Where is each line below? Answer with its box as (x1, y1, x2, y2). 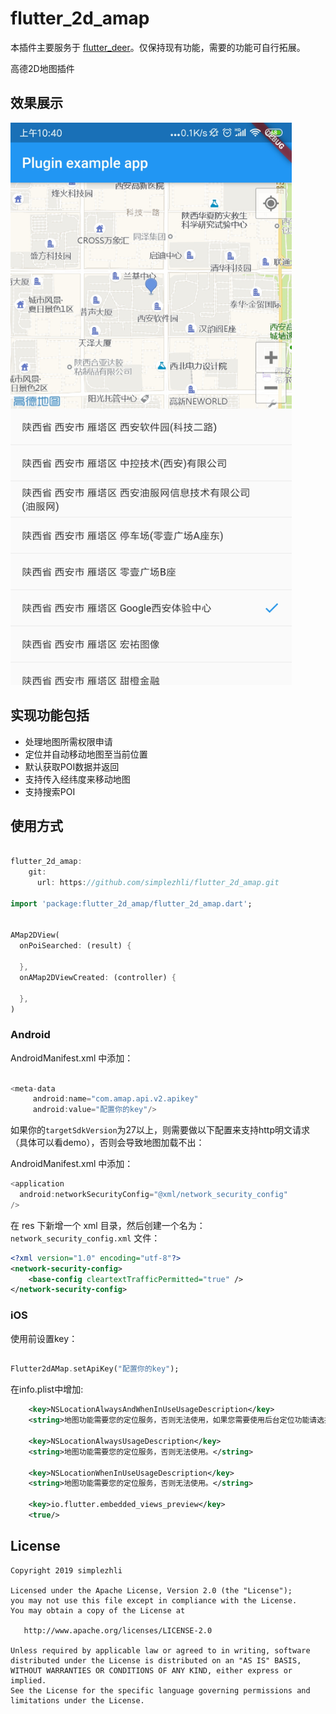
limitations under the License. (10, 1695, 145, 1706)
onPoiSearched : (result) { (19, 941, 132, 951)
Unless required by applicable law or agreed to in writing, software (10, 1645, 311, 1656)
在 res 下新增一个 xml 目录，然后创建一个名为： (10, 1219, 206, 1231)
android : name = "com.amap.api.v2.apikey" (32, 1094, 199, 1104)
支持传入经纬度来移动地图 (24, 773, 131, 785)
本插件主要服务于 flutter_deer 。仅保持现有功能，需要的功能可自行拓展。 (10, 41, 306, 53)
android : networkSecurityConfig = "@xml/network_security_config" (19, 1190, 288, 1200)
